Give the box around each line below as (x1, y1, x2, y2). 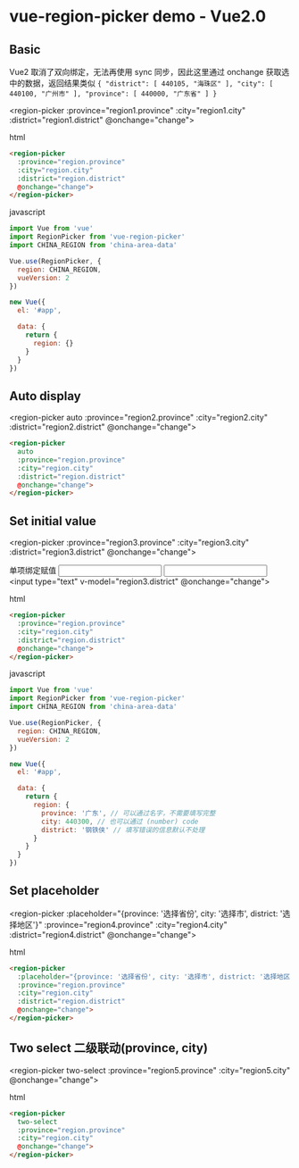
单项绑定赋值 (9, 565, 56, 576)
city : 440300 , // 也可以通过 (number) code (41, 817, 199, 826)
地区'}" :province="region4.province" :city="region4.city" (16, 919, 228, 930)
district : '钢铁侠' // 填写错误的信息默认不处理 (41, 825, 205, 834)
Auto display (9, 388, 82, 404)
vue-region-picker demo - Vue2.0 (9, 6, 266, 27)
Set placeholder (9, 883, 100, 898)
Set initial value (9, 513, 96, 529)
